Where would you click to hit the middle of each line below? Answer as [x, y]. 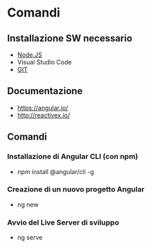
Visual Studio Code [45, 62]
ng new [28, 204]
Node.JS [30, 55]
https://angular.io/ [42, 108]
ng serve [30, 238]
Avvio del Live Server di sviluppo [63, 222]
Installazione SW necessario [70, 38]
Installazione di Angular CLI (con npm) [73, 157]
